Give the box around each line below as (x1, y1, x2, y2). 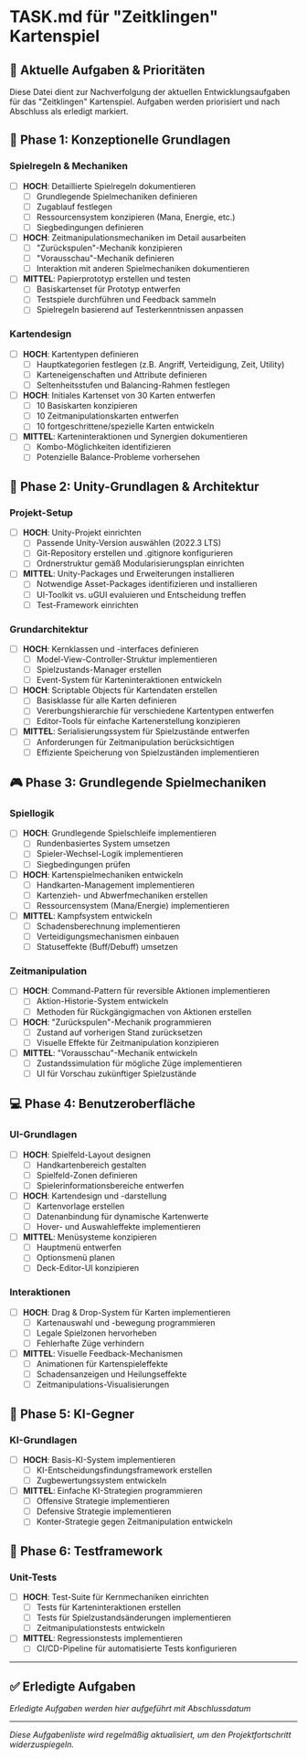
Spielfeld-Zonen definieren (36, 1169, 138, 1180)
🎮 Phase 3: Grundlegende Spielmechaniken (9, 775, 267, 791)
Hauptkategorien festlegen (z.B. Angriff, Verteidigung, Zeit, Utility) (36, 358, 285, 369)
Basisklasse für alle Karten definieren (36, 695, 177, 706)
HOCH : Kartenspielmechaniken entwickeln (22, 869, 184, 879)
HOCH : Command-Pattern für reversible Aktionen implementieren (22, 986, 270, 997)
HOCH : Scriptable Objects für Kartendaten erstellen (22, 685, 217, 696)
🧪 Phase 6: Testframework (9, 1543, 163, 1559)
